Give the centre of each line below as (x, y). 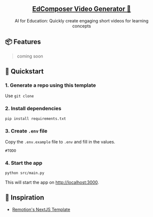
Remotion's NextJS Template (41, 209)
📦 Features (23, 42)
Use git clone (19, 96)
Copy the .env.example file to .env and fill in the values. (60, 141)
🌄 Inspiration (25, 198)
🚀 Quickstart (24, 71)
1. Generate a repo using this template (51, 85)
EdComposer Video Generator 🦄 (82, 9)
